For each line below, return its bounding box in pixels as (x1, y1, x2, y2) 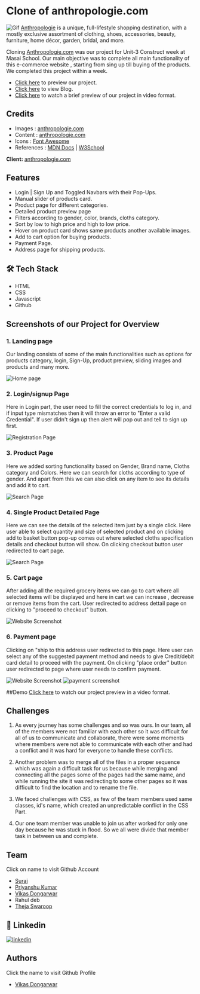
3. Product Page (6, 449, 54, 457)
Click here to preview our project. (14, 79, 97, 86)
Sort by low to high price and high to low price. (14, 220, 130, 228)
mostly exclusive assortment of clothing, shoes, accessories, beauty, (6, 30, 176, 37)
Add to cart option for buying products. (14, 233, 112, 240)
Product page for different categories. (14, 201, 109, 209)
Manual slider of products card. (14, 195, 93, 202)
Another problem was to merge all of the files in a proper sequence (14, 759, 180, 766)
